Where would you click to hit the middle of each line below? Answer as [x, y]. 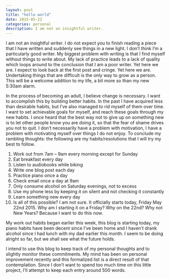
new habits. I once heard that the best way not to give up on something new [85, 117]
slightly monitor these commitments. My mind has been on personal [76, 254]
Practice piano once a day [40, 175]
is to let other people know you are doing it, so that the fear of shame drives [85, 123]
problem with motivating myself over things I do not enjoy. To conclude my [83, 133]
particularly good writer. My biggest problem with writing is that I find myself [86, 54]
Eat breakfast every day [38, 159]
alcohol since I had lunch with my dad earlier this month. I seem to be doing [84, 234]
